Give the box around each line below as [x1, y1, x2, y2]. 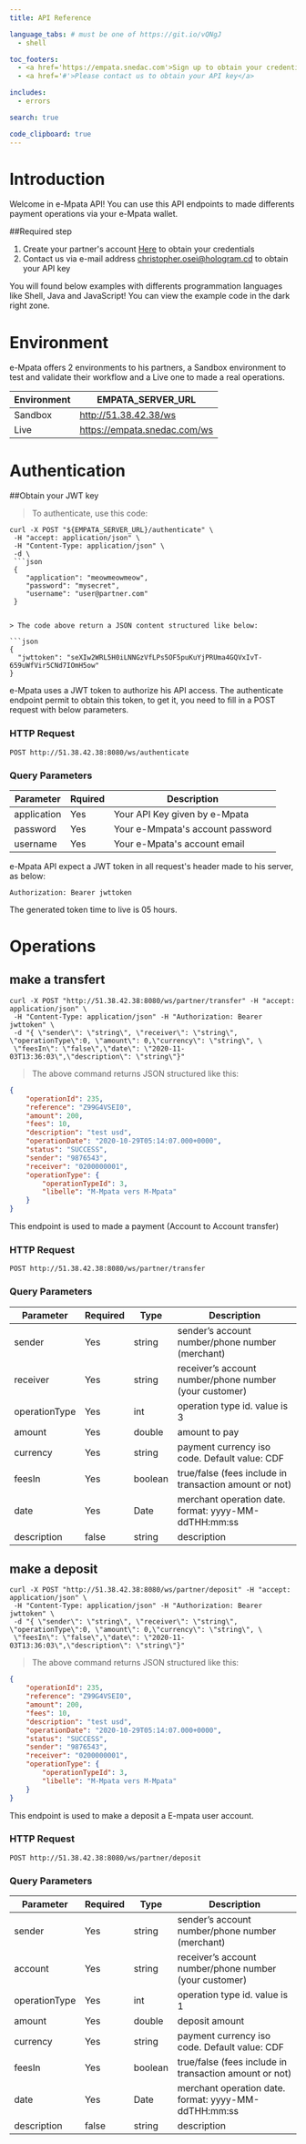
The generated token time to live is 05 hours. [9, 904, 178, 915]
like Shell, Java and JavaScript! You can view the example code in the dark [9, 291, 291, 302]
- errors [17, 97, 51, 106]
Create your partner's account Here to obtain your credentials [22, 243, 255, 255]
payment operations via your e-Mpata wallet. [9, 209, 178, 220]
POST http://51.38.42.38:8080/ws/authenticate [9, 748, 189, 757]
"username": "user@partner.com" [25, 590, 148, 599]
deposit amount [177, 2015, 245, 2027]
